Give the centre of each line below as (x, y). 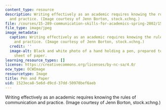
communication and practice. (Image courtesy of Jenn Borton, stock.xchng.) (83, 102)
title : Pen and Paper (27, 78)
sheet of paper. (31, 55)
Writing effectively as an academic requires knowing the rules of (71, 97)
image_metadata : (22, 33)
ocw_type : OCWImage (25, 70)
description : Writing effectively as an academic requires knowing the (80, 14)
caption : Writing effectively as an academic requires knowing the (81, 37)
